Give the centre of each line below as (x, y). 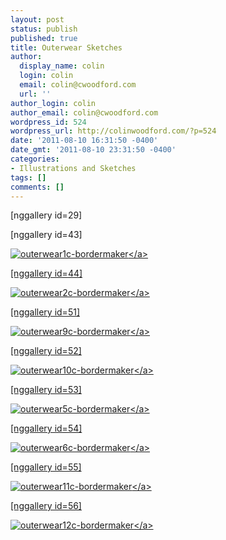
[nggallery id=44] (46, 273)
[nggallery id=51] (45, 312)
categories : (35, 159)
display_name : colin (62, 66)
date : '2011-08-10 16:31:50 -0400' (84, 141)
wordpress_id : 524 (48, 122)
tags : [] (28, 177)
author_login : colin (53, 103)
